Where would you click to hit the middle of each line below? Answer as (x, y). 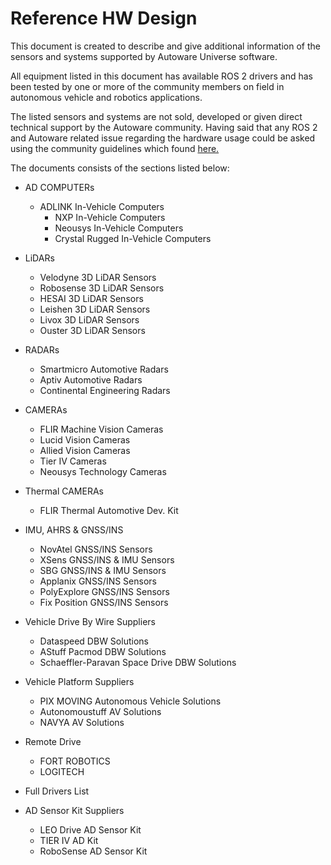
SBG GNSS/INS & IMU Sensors (103, 570)
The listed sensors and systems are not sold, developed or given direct (156, 116)
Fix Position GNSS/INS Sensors (104, 602)
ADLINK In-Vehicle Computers (102, 206)
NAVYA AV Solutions (82, 722)
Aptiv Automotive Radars (91, 379)
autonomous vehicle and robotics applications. (106, 97)
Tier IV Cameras (73, 461)
